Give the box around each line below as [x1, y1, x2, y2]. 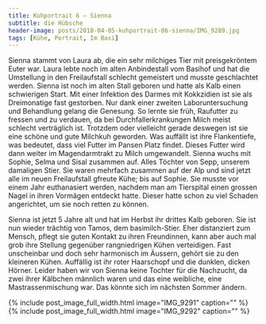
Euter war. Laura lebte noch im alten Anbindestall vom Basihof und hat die [8, 64, 250, 74]
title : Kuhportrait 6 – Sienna [8, 11, 112, 20]
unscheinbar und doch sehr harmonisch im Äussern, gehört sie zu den [8, 248, 240, 259]
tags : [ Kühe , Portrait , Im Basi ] [8, 33, 119, 42]
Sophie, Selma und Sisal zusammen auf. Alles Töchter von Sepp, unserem [8, 157, 250, 167]
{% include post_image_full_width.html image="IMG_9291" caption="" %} [8, 298, 249, 307]
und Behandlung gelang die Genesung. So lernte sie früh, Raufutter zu [8, 107, 238, 116]
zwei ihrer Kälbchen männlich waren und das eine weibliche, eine [8, 274, 222, 283]
